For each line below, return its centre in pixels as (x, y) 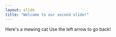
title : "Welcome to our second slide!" (47, 15)
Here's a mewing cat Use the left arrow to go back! (58, 29)
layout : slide (20, 10)
